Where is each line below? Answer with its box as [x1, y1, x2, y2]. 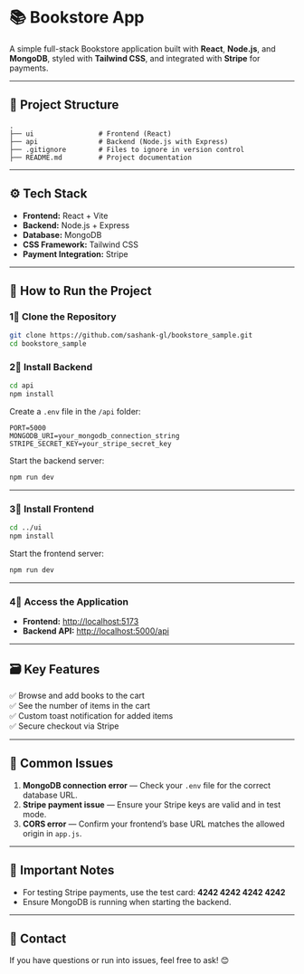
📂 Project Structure [9, 97, 119, 113]
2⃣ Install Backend [9, 360, 93, 373]
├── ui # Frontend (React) [9, 129, 172, 138]
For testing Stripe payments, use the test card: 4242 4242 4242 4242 [22, 886, 286, 897]
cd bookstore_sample [9, 339, 88, 349]
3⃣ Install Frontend [9, 502, 95, 515]
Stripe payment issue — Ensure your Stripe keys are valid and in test [22, 798, 281, 810]
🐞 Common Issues [9, 756, 114, 771]
